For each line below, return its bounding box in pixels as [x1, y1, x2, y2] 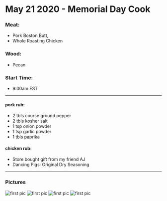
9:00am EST [12, 86, 38, 92]
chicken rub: [5, 145, 32, 151]
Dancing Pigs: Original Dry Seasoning [12, 162, 89, 168]
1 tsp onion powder [12, 123, 52, 129]
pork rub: [5, 101, 25, 108]
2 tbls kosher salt [12, 118, 48, 124]
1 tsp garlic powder [12, 129, 52, 135]
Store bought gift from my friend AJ [12, 156, 85, 163]
